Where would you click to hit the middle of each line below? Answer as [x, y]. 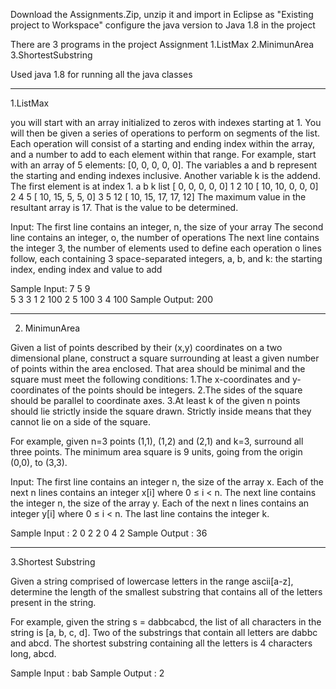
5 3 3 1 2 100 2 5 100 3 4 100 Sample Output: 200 [112, 299]
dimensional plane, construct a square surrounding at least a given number [165, 358]
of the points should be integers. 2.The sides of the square [182, 390]
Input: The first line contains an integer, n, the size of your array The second [167, 227]
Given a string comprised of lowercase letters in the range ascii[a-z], [152, 581]
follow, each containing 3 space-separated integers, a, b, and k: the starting [166, 258]
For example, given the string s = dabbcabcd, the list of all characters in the [166, 622]
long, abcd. [33, 653]
